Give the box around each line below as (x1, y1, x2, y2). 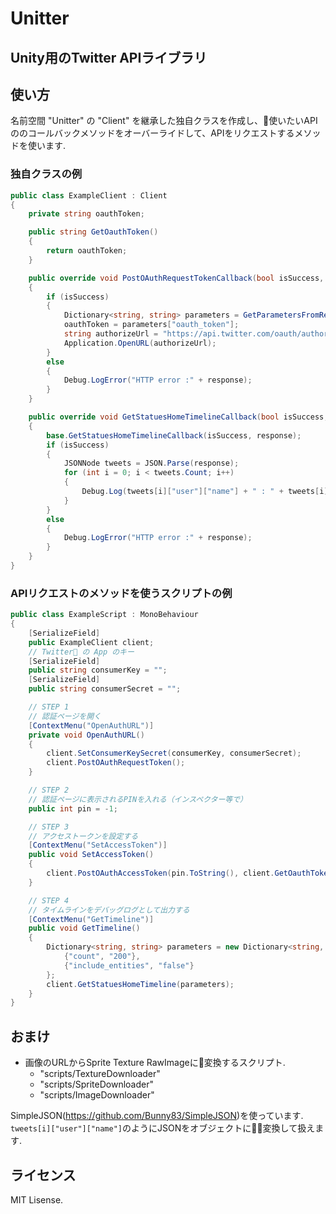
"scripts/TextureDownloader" (39, 1068, 161, 1080)
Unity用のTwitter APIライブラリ (10, 49, 208, 66)
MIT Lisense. (10, 1193, 64, 1206)
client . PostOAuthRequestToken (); (46, 758, 186, 768)
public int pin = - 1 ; (28, 803, 118, 814)
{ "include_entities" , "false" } (63, 960, 195, 971)
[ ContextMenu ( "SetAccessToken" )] (28, 840, 168, 851)
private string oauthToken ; (28, 209, 145, 219)
